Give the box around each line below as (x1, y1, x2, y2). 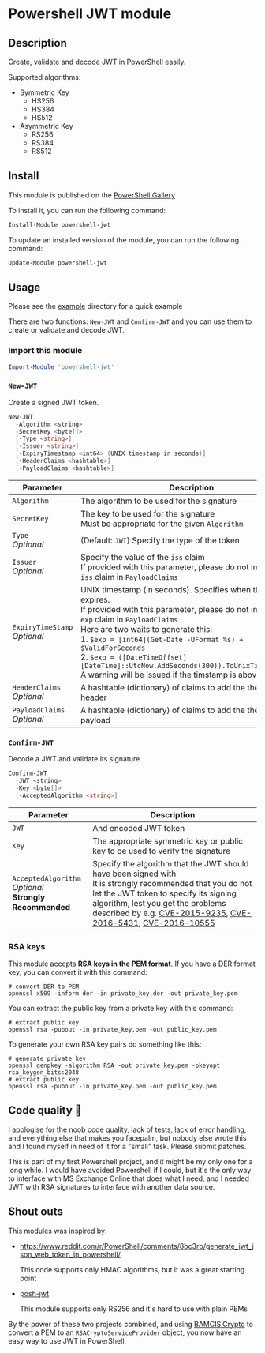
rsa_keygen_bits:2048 (8, 1068, 80, 1077)
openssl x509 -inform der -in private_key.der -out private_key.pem (8, 989, 238, 998)
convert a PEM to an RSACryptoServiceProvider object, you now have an (8, 1328, 242, 1337)
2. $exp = (80, 651, 114, 662)
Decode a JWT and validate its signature (8, 754, 140, 764)
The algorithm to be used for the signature (80, 495, 237, 506)
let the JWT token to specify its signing (91, 888, 237, 899)
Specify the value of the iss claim (80, 551, 205, 562)
